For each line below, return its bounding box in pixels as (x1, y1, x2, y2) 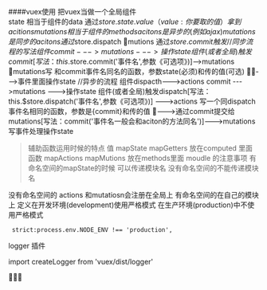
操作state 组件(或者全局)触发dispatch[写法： (65, 87, 211, 96)
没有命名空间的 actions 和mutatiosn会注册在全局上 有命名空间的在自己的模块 (8, 190, 259, 199)
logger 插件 (8, 241, 46, 250)
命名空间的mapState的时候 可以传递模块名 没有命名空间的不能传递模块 (27, 163, 259, 173)
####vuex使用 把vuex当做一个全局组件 (8, 7, 137, 16)
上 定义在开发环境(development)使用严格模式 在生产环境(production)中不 (8, 200, 248, 210)
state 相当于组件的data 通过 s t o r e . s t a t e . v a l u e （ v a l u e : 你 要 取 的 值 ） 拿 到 (8, 17, 241, 26)
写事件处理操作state (8, 127, 74, 135)
